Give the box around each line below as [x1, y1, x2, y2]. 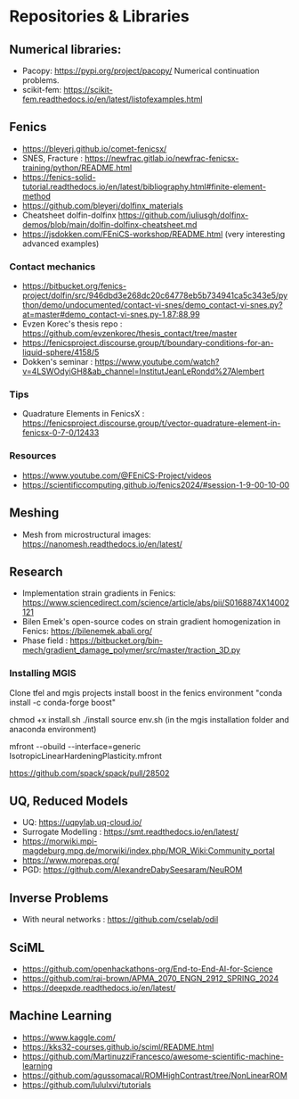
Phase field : [21, 635, 69, 646]
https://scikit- [63, 85, 113, 95]
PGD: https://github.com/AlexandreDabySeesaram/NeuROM [21, 864, 243, 875]
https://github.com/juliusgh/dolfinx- [117, 210, 249, 220]
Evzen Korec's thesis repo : [21, 318, 123, 329]
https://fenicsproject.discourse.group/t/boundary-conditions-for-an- [21, 337, 274, 349]
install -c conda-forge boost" [9, 697, 116, 707]
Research [9, 564, 64, 579]
